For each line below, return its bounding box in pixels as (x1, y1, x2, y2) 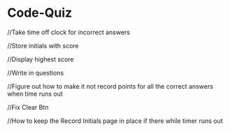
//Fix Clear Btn (7, 103, 49, 111)
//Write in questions (7, 68, 64, 77)
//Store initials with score (7, 41, 79, 50)
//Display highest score (7, 54, 74, 64)
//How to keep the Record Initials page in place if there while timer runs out (7, 117, 223, 125)
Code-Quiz (7, 5, 73, 21)
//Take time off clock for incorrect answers (7, 28, 131, 36)
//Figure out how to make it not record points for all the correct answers (7, 82, 213, 90)
